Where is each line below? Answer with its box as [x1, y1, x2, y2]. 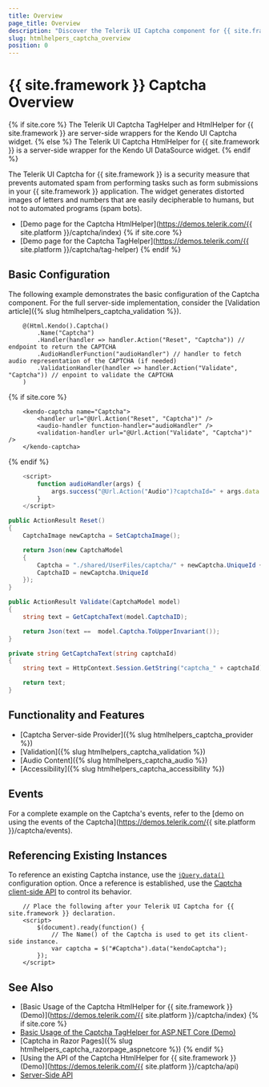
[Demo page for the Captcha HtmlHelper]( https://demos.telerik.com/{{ [19, 219, 253, 229]
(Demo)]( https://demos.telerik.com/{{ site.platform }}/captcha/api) [19, 1061, 239, 1072]
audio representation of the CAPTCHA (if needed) [8, 356, 178, 365]
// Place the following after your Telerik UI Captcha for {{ [22, 902, 235, 911]
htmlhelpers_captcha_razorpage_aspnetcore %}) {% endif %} [19, 1044, 224, 1054]
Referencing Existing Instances [8, 849, 167, 862]
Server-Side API [19, 1070, 74, 1080]
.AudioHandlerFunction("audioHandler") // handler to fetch [37, 350, 242, 358]
